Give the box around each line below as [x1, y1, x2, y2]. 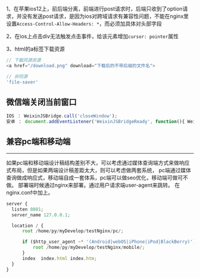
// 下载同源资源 [6, 57, 41, 63]
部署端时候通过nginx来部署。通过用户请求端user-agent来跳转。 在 [17, 181, 180, 189]
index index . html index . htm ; [21, 255, 97, 261]
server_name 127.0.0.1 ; [11, 212, 70, 218]
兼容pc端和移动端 [6, 136, 71, 147]
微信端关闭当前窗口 [6, 97, 77, 107]
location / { [11, 223, 44, 229]
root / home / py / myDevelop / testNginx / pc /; [21, 228, 124, 234]
